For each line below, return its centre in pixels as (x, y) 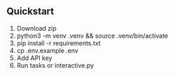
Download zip (36, 28)
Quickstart (30, 12)
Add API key (34, 58)
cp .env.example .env (47, 50)
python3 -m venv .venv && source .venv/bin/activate (92, 36)
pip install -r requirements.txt (58, 43)
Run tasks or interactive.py (55, 65)
